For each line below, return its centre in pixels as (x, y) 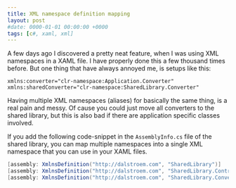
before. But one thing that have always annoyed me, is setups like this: (109, 68)
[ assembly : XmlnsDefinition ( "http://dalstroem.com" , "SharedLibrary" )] (114, 165)
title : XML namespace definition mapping (69, 14)
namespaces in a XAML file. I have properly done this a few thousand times (117, 61)
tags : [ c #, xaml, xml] (40, 33)
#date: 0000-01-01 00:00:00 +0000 (58, 27)
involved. (20, 123)
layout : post (26, 20)
